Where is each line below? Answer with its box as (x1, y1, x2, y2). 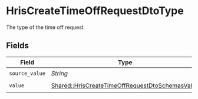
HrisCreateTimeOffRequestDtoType (6, 4, 184, 18)
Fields (6, 41, 29, 51)
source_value (9, 70, 46, 77)
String (51, 70, 68, 78)
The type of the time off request (6, 24, 84, 31)
